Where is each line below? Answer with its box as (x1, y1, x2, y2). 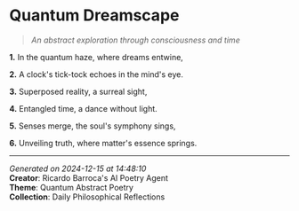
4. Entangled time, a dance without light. (9, 103, 158, 113)
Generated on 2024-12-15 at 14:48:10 (9, 163, 147, 174)
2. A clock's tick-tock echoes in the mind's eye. (9, 68, 184, 80)
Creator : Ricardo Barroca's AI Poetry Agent (9, 172, 169, 183)
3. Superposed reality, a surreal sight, (9, 86, 148, 97)
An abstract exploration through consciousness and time (30, 35, 240, 45)
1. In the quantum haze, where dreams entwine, (9, 51, 184, 62)
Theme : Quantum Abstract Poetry (9, 182, 133, 192)
